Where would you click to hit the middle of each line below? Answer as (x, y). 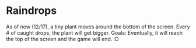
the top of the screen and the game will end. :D (62, 39)
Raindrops (32, 11)
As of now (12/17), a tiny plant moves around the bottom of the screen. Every (98, 27)
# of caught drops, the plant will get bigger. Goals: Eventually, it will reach (94, 32)
